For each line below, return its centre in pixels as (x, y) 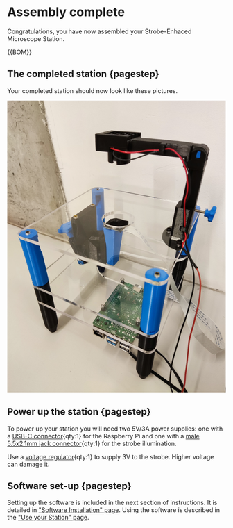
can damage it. (28, 464)
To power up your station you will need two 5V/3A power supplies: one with (115, 429)
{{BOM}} (20, 52)
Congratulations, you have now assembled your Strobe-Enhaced (100, 31)
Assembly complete (66, 12)
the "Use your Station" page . (48, 518)
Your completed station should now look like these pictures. (93, 90)
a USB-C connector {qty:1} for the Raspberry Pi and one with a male (103, 436)
